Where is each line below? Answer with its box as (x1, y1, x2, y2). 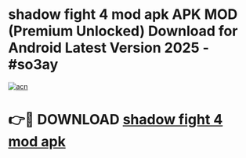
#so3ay (8, 56, 59, 74)
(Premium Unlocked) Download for (8, 22, 238, 40)
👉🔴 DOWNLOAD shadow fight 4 (8, 111, 223, 129)
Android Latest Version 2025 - (8, 39, 210, 57)
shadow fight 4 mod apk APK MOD (8, 6, 238, 24)
